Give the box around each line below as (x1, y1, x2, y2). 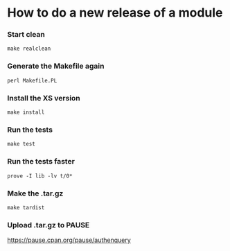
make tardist (7, 204, 45, 211)
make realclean (7, 45, 51, 53)
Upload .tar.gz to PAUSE (7, 220, 90, 230)
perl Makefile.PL (7, 77, 57, 84)
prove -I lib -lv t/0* (7, 172, 73, 180)
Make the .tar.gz (7, 189, 64, 198)
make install (7, 109, 45, 116)
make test (7, 141, 36, 148)
